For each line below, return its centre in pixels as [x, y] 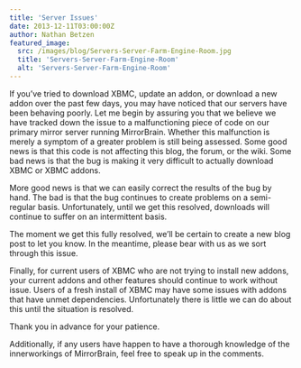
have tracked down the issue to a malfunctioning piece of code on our [140, 122]
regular [23, 207]
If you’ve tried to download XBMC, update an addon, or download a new [143, 93]
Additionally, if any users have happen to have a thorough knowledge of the [150, 344]
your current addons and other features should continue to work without [143, 280]
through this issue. [44, 253]
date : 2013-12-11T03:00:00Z [62, 26]
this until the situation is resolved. [71, 308]
